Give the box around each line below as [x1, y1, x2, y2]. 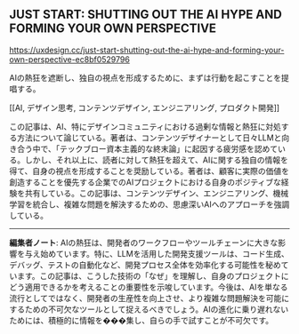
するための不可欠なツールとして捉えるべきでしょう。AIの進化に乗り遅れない [9, 304, 289, 314]
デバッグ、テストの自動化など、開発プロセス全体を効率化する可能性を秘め [9, 259, 282, 270]
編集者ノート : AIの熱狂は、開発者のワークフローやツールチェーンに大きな [9, 237, 279, 248]
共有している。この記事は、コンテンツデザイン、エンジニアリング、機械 [24, 187, 289, 198]
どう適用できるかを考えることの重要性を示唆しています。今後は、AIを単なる [9, 282, 288, 292]
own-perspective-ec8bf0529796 [9, 53, 131, 65]
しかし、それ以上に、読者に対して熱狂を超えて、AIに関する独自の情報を [24, 155, 289, 165]
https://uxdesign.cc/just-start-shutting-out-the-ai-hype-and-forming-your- [9, 44, 285, 55]
